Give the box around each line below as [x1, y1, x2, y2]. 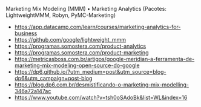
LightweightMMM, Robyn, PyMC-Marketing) [5, 11, 116, 19]
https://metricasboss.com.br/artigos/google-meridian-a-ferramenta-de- [14, 56, 195, 62]
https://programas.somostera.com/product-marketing [14, 49, 149, 56]
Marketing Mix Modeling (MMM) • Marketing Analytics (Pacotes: [5, 5, 167, 12]
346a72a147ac [14, 88, 51, 94]
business [14, 30, 38, 37]
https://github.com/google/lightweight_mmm [14, 36, 127, 43]
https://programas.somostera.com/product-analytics [14, 42, 147, 50]
